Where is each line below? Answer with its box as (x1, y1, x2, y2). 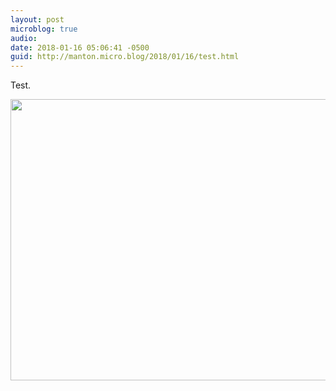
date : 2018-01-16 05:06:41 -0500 (10, 42, 150, 53)
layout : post (10, 14, 65, 25)
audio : (10, 33, 38, 43)
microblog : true (10, 24, 78, 34)
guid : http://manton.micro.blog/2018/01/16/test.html (10, 52, 240, 62)
